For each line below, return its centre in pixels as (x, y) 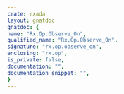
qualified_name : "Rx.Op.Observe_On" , (63, 40)
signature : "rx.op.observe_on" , (55, 47)
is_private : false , (36, 60)
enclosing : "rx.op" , (38, 54)
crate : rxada (26, 14)
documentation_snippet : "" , (49, 73)
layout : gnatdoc (31, 20)
